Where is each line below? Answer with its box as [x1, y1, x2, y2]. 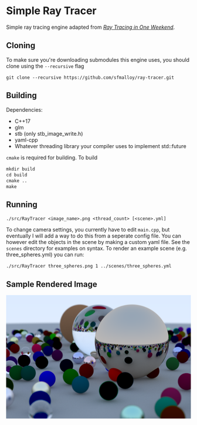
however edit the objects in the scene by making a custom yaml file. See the [6, 239, 191, 246]
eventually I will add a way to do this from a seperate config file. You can [6, 232, 182, 239]
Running [6, 199, 38, 209]
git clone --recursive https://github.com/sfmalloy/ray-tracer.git [6, 75, 175, 81]
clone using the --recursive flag [6, 62, 84, 69]
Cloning [6, 41, 36, 51]
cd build [6, 172, 28, 178]
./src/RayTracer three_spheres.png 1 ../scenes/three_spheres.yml [6, 263, 172, 269]
